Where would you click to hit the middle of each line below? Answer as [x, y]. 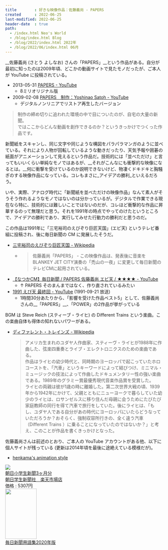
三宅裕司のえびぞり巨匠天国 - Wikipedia [53, 245]
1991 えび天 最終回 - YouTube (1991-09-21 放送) [61, 291]
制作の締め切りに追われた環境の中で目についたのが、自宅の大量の [86, 114]
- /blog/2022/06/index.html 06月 [44, 47]
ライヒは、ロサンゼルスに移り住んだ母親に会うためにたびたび [98, 399]
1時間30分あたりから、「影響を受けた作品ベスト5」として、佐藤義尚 [90, 298]
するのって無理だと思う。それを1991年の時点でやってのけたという [77, 211]
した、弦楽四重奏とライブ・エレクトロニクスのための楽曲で [91, 349]
